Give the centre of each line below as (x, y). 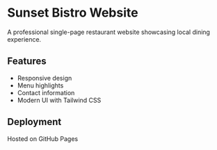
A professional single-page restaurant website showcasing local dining (109, 32)
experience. (24, 39)
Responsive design (45, 78)
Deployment (34, 122)
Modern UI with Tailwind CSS (59, 100)
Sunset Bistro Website (73, 13)
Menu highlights (40, 85)
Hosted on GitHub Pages (43, 139)
